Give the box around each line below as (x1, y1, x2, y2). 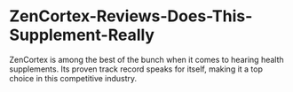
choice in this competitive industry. (9, 73, 138, 83)
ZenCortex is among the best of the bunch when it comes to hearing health (9, 54, 284, 65)
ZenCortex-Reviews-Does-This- (9, 6, 253, 27)
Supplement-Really (9, 25, 155, 45)
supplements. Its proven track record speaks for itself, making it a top (9, 64, 264, 74)
